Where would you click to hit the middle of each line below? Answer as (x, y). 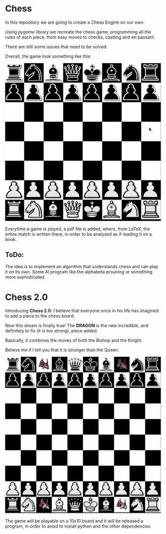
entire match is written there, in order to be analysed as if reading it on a (79, 234)
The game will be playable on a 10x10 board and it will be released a (74, 521)
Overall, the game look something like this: (48, 56)
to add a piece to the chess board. (40, 316)
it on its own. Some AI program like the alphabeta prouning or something (79, 272)
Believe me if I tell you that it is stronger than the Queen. (62, 350)
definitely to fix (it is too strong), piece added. (52, 331)
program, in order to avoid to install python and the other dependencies (78, 526)
